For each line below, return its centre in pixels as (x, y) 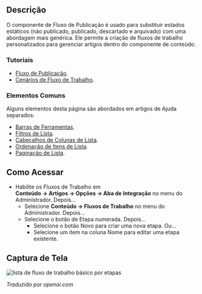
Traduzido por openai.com (40, 285)
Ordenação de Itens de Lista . (52, 146)
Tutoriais (20, 60)
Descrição (26, 10)
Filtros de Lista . (34, 134)
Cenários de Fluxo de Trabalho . (55, 80)
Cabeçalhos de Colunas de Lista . (57, 140)
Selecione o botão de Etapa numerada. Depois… (85, 220)
